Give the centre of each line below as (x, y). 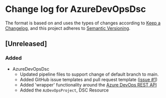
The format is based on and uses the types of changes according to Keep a (83, 23)
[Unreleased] (26, 44)
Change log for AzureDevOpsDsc (75, 9)
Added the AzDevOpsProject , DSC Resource (64, 90)
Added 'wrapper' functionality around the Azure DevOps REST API (88, 85)
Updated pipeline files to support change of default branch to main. (89, 74)
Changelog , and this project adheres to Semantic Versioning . (68, 28)
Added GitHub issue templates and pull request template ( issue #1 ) (88, 79)
